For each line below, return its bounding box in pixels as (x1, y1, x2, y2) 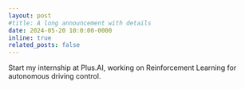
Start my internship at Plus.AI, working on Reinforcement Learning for (8, 63, 237, 72)
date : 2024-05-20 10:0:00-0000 (8, 26, 113, 34)
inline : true (8, 33, 52, 42)
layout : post (8, 11, 52, 20)
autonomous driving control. (8, 72, 101, 81)
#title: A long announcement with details (8, 19, 152, 27)
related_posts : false (8, 41, 81, 49)
